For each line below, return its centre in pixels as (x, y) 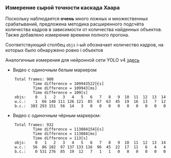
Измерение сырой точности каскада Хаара (63, 8)
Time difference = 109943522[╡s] (68, 84)
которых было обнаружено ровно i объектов (54, 50)
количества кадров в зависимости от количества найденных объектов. (84, 30)
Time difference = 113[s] (60, 138)
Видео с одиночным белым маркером (55, 70)
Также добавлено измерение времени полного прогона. (67, 35)
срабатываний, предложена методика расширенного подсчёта (75, 24)
